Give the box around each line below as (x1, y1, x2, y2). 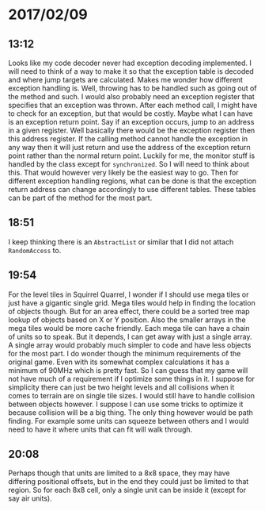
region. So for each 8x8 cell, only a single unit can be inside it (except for (8, 486, 247, 495)
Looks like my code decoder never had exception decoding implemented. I (8, 58, 252, 67)
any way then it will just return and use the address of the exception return (8, 143, 251, 152)
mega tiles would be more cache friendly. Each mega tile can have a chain (8, 323, 251, 332)
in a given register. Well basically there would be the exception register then (8, 125, 256, 135)
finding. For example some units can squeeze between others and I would (8, 416, 249, 425)
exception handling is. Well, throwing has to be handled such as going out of (8, 83, 257, 93)
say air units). (8, 494, 53, 503)
